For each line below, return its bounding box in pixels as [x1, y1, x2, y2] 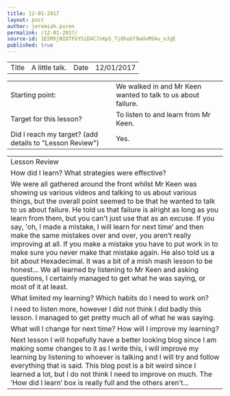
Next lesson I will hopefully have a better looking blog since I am [10, 335, 217, 345]
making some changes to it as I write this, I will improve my [10, 344, 199, 353]
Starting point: [10, 90, 56, 99]
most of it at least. [10, 282, 68, 291]
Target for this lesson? [10, 114, 82, 123]
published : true [7, 42, 53, 49]
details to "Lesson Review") [10, 138, 99, 147]
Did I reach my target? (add [10, 129, 99, 139]
